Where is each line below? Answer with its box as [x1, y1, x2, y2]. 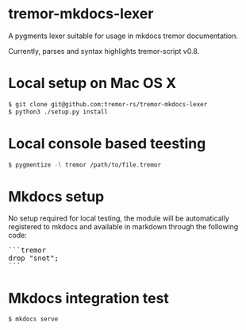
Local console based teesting [8, 134, 206, 152]
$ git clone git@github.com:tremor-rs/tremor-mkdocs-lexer [8, 100, 208, 108]
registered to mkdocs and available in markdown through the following [8, 222, 239, 232]
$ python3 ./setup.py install [8, 108, 109, 116]
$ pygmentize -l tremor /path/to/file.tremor [8, 160, 161, 169]
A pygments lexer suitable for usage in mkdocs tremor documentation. [8, 31, 238, 40]
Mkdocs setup [8, 187, 105, 205]
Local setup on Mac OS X [8, 75, 177, 92]
